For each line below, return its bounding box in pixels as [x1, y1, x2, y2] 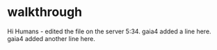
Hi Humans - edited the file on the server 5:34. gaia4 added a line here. [7, 27, 211, 35]
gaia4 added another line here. [7, 34, 95, 42]
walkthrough [7, 4, 83, 20]
